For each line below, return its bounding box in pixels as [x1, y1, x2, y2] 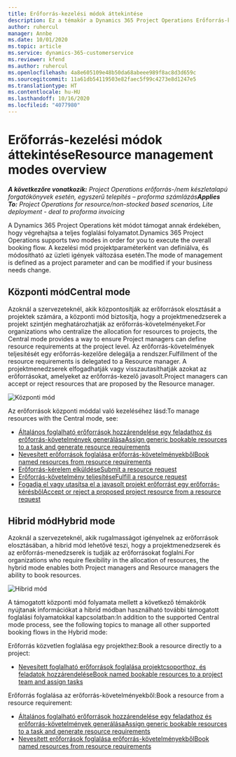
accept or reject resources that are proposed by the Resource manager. [8, 379, 215, 388]
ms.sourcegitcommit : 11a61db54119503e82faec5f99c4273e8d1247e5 [8, 75, 197, 83]
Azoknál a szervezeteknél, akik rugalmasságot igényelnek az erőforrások [8, 534, 219, 542]
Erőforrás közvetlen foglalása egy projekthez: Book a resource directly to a [8, 642, 222, 650]
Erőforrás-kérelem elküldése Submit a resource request [18, 465, 177, 473]
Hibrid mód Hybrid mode [8, 515, 116, 527]
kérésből [18, 487, 44, 496]
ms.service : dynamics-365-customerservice [8, 50, 134, 57]
